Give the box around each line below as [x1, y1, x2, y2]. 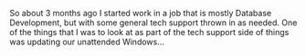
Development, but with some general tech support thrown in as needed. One [9, 17, 298, 28]
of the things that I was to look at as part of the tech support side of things [9, 27, 290, 37]
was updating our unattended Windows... [9, 36, 164, 47]
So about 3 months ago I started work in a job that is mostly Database [9, 8, 272, 18]
